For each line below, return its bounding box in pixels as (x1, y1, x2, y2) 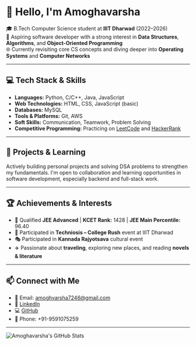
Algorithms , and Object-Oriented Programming (6, 39, 123, 46)
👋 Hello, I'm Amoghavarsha (6, 5, 141, 19)
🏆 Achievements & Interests (6, 198, 113, 208)
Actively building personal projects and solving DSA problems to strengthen (6, 163, 188, 170)
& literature (14, 253, 43, 260)
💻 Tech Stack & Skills (6, 75, 86, 85)
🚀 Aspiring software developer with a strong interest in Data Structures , (6, 33, 179, 40)
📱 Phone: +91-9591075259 (14, 315, 79, 323)
